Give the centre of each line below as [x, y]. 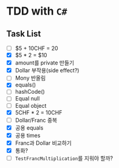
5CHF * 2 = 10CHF [39, 112]
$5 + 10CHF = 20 [37, 48]
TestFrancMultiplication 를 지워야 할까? [64, 158]
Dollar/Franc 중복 [36, 120]
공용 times [28, 135]
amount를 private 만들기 [45, 63]
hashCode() [30, 92]
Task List [24, 34]
